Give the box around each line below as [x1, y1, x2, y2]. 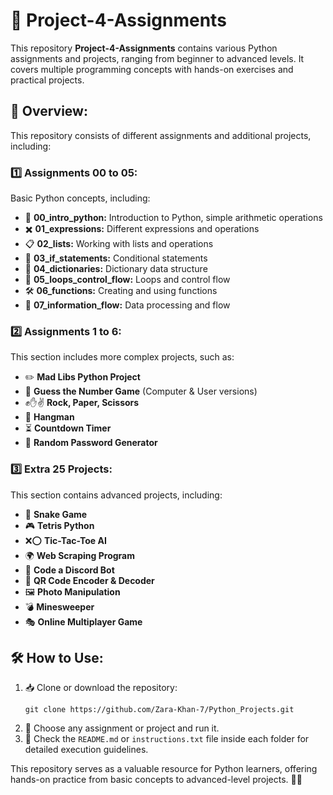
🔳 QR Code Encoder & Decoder [24, 574, 155, 586]
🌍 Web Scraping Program [24, 549, 135, 561]
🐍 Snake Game [24, 508, 88, 520]
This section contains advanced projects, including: [10, 489, 223, 501]
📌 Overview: [10, 103, 88, 120]
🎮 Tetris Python [24, 519, 95, 531]
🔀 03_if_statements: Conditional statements [24, 252, 208, 264]
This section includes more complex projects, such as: [10, 351, 235, 363]
